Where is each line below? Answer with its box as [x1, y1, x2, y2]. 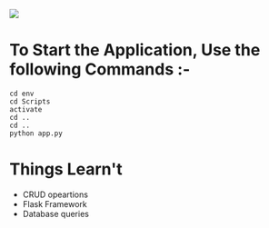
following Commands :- [9, 59, 191, 80]
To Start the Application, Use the [9, 40, 261, 61]
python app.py [9, 128, 64, 138]
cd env [9, 89, 35, 98]
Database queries [22, 208, 89, 219]
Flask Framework [22, 198, 88, 209]
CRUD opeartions [22, 189, 89, 200]
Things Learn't [9, 159, 123, 180]
